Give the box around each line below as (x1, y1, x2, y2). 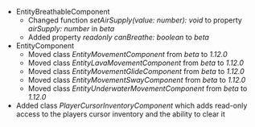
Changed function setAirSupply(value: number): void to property (27, 15, 243, 25)
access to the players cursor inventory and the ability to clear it (15, 109, 225, 119)
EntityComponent (15, 41, 75, 51)
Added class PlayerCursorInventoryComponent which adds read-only (15, 100, 248, 110)
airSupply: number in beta (27, 24, 115, 33)
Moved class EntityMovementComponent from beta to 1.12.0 (27, 50, 228, 59)
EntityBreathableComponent (15, 7, 110, 16)
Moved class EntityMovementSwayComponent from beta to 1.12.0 (27, 76, 246, 84)
